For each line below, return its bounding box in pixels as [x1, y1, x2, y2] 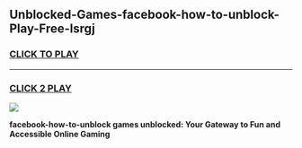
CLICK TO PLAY [9, 48, 79, 61]
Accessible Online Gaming [9, 128, 111, 139]
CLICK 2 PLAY [9, 82, 72, 94]
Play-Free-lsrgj [9, 22, 96, 37]
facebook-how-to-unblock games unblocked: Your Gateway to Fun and [9, 118, 281, 129]
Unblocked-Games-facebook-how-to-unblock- [9, 7, 280, 22]
